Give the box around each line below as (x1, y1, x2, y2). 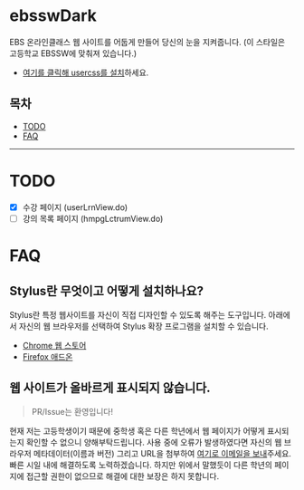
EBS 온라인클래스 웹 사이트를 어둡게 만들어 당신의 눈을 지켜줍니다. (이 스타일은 (9, 36, 286, 47)
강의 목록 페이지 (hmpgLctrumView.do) (22, 213, 164, 224)
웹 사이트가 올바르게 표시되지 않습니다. (9, 380, 211, 396)
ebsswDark (9, 5, 98, 26)
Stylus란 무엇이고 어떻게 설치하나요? (9, 283, 204, 299)
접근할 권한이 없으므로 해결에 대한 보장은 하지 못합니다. (25, 470, 220, 481)
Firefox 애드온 (22, 351, 73, 362)
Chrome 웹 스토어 (22, 340, 87, 351)
